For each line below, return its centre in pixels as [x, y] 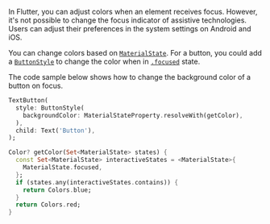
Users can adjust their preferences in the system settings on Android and [130, 29]
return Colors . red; [48, 205]
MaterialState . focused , [63, 168]
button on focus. [35, 85]
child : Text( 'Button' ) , [55, 131]
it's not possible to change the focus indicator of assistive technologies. [128, 20]
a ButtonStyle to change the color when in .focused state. [104, 61]
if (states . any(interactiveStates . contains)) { [97, 182]
